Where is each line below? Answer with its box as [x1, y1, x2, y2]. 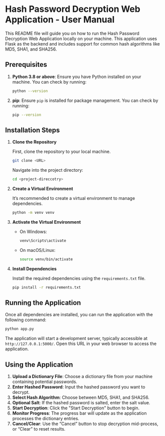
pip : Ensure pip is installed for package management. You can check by [12, 97, 159, 103]
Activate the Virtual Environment [12, 219, 81, 225]
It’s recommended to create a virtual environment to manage [12, 195, 135, 201]
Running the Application [5, 298, 81, 307]
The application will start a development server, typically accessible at [5, 336, 148, 341]
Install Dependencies [12, 266, 57, 272]
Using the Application [5, 360, 73, 369]
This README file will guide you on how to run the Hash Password [5, 30, 139, 36]
